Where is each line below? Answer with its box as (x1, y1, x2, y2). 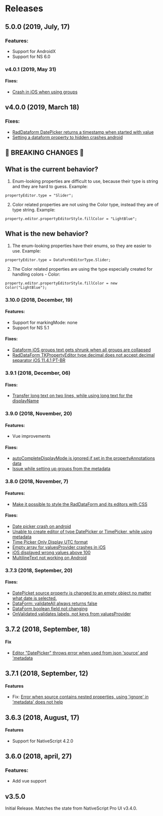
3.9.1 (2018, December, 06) (5, 369, 71, 376)
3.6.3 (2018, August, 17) (5, 713, 80, 722)
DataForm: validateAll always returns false (12, 600, 97, 606)
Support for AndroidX (12, 48, 56, 54)
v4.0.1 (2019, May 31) (5, 66, 56, 73)
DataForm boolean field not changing (12, 605, 88, 612)
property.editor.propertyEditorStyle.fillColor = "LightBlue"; (5, 216, 137, 221)
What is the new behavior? (5, 229, 88, 238)
